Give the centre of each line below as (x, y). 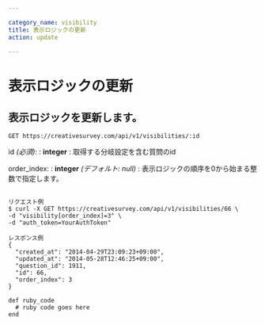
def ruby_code (32, 301)
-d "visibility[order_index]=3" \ (65, 216)
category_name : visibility (53, 22)
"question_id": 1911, (51, 266)
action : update (33, 37)
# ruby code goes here (53, 308)
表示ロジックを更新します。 (75, 117)
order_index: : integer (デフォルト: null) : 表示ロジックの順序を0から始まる (129, 169)
